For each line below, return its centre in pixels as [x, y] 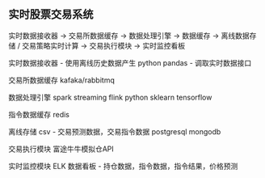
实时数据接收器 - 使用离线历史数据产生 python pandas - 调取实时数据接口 [130, 62]
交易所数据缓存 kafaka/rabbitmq [61, 80]
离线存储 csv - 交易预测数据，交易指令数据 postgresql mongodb [115, 131]
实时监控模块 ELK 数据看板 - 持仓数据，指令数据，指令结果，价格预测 [123, 166]
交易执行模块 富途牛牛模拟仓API [61, 149]
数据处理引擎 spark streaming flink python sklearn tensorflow [110, 97]
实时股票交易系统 [51, 15]
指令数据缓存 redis [39, 114]
